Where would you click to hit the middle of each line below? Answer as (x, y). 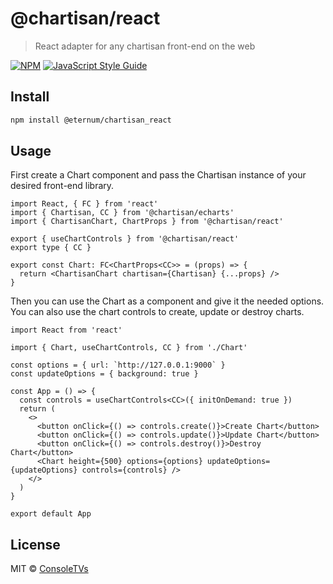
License (35, 544)
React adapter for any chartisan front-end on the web (145, 46)
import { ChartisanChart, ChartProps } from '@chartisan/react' (147, 222)
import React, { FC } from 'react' (84, 204)
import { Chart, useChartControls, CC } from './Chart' (129, 348)
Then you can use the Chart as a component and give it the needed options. (167, 301)
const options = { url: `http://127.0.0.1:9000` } (118, 365)
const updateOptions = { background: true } (104, 374)
